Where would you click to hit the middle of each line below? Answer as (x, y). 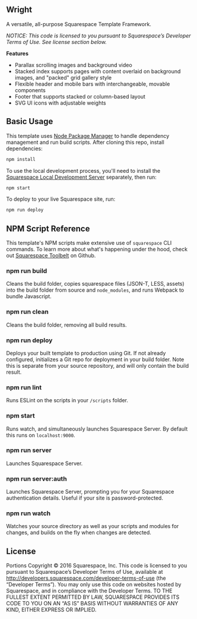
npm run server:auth (36, 479)
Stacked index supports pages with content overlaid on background (98, 71)
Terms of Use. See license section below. (56, 42)
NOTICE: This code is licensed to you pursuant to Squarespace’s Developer (99, 36)
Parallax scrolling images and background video (73, 65)
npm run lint (24, 387)
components (30, 90)
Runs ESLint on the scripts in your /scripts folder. (67, 400)
